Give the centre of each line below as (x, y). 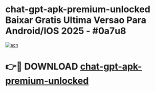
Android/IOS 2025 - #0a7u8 (66, 31)
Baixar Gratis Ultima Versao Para (76, 20)
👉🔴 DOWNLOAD (42, 67)
